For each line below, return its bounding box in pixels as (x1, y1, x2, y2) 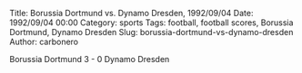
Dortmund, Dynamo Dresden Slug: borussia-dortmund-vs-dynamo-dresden (9, 27, 294, 37)
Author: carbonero (9, 36, 79, 47)
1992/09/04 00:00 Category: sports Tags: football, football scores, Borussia (9, 17, 294, 28)
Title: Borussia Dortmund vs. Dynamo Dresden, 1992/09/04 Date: (9, 8, 254, 18)
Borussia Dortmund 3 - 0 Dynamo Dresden (9, 54, 170, 64)
